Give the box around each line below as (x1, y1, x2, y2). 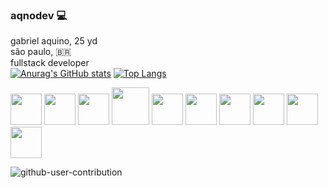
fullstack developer (10, 57, 90, 69)
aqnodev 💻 (10, 8, 68, 22)
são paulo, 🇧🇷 (10, 46, 72, 58)
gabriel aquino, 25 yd (10, 35, 98, 47)
